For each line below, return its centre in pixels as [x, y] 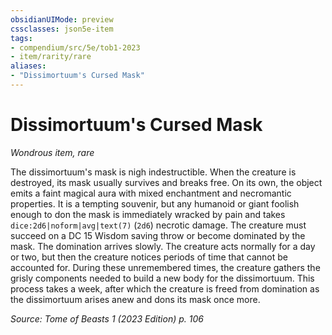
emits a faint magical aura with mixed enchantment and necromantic [151, 193]
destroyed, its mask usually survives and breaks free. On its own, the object [166, 182]
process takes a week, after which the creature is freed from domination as [165, 288]
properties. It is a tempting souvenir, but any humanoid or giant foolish [155, 203]
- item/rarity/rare [51, 57]
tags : [21, 38]
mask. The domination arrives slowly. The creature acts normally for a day [163, 246]
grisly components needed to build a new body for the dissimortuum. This [162, 278]
